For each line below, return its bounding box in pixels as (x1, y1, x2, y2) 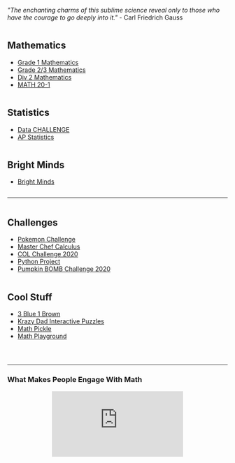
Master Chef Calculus (17, 242, 80, 251)
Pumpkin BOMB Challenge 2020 (17, 265, 111, 273)
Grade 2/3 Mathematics (17, 66, 86, 74)
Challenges (7, 216, 58, 228)
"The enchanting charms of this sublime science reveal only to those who (7, 6, 220, 14)
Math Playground (17, 332, 67, 341)
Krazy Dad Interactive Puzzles (17, 317, 105, 325)
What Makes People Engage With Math (7, 375, 143, 385)
